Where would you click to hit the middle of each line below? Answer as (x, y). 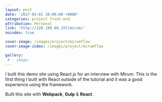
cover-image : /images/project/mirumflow (48, 42)
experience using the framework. (39, 84)
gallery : (14, 55)
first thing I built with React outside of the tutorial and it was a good (74, 79)
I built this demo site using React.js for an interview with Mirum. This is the (81, 74)
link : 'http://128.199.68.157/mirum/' (45, 28)
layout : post (19, 10)
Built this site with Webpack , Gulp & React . (49, 94)
